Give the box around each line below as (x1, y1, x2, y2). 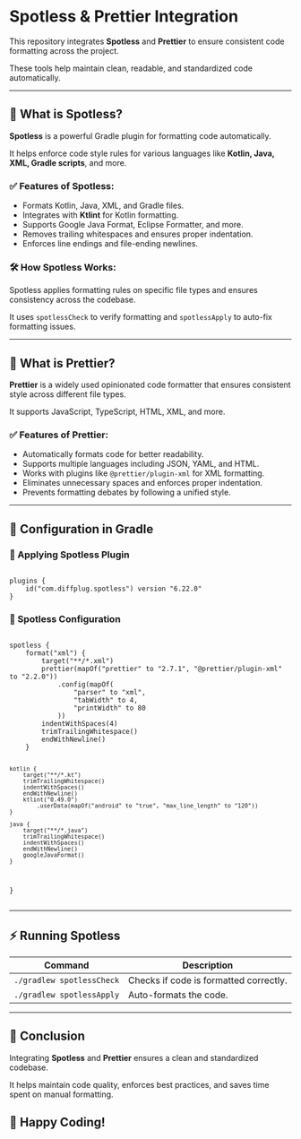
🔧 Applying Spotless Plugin (9, 548, 130, 561)
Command (44, 959, 90, 971)
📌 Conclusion (9, 1029, 85, 1044)
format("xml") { (25, 649, 87, 658)
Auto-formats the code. (128, 988, 228, 1001)
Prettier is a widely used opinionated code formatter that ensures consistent (9, 379, 291, 391)
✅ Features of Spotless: (9, 179, 115, 192)
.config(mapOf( (56, 680, 115, 689)
